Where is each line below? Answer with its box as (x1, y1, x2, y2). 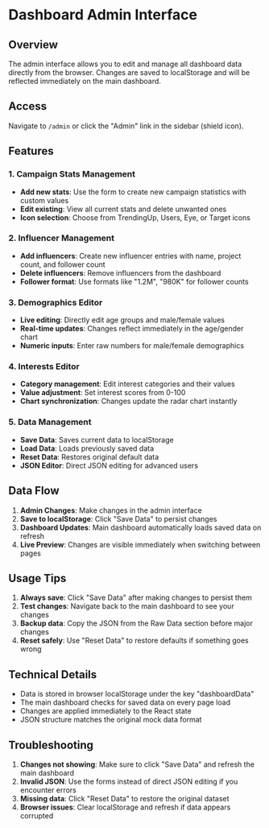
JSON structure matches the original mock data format (19, 715, 202, 725)
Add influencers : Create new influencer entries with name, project (19, 251, 242, 260)
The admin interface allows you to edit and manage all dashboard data (8, 59, 242, 69)
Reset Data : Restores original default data (19, 451, 159, 461)
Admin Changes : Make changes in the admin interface (19, 506, 203, 515)
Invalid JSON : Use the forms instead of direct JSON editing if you (19, 776, 238, 786)
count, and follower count (19, 260, 106, 269)
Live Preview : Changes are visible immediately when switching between (19, 539, 261, 549)
